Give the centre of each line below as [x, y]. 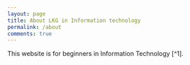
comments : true [30, 34]
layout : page [27, 14]
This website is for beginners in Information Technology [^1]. [96, 54]
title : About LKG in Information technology [74, 20]
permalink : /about [34, 27]
